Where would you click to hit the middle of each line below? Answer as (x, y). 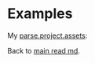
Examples (40, 14)
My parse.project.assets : (47, 35)
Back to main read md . (44, 50)
